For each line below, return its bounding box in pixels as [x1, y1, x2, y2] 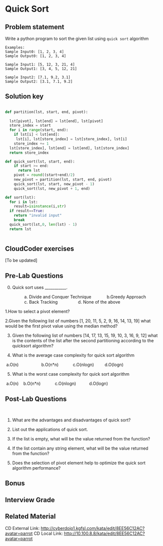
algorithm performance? [12, 465, 61, 471]
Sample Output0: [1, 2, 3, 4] [5, 54, 67, 58]
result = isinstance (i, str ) [14, 204, 67, 209]
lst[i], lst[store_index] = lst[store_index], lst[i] [16, 137, 127, 142]
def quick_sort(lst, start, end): [5, 159, 75, 164]
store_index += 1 [14, 141, 49, 146]
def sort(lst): [5, 195, 36, 200]
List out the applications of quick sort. [12, 427, 89, 432]
